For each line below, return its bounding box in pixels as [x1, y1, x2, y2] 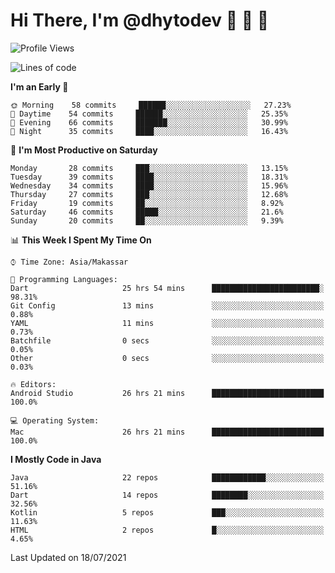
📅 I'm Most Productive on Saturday [10, 144, 158, 156]
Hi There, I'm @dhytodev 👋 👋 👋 [10, 9, 270, 32]
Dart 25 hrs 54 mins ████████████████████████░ [10, 283, 325, 293]
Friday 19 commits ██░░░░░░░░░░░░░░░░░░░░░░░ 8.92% [10, 198, 284, 208]
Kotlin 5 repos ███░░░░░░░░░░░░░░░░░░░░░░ [10, 507, 325, 518]
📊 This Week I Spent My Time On [10, 234, 152, 246]
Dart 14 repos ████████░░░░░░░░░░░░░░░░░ [10, 490, 325, 500]
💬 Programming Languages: [10, 274, 118, 284]
